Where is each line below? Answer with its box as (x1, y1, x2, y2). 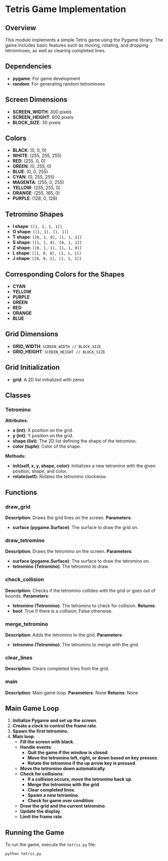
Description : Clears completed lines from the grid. (5, 665, 109, 672)
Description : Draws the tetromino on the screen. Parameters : (5, 548, 133, 554)
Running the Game (5, 828, 64, 837)
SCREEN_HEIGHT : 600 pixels (12, 114, 74, 120)
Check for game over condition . (27, 798, 95, 804)
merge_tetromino (5, 620, 49, 627)
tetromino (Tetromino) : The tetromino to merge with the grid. (12, 641, 139, 647)
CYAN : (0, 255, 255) (12, 174, 55, 180)
